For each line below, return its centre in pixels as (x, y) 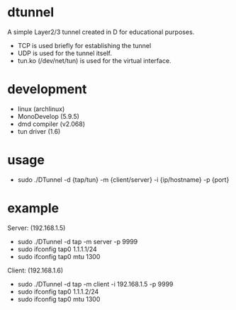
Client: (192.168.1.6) (35, 270)
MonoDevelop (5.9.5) (49, 116)
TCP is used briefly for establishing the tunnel (84, 45)
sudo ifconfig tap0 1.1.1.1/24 (57, 249)
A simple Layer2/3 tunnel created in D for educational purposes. (101, 32)
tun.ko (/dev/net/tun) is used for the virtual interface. (94, 60)
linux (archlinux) (41, 109)
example (33, 208)
